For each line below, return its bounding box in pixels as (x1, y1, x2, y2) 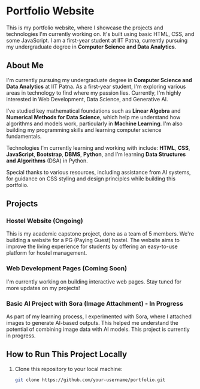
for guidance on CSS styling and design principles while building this (6, 175, 175, 182)
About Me (6, 61, 44, 71)
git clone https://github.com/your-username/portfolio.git (14, 376, 166, 383)
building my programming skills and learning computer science (6, 126, 162, 133)
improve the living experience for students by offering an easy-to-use (6, 243, 178, 250)
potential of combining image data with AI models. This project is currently (6, 325, 190, 333)
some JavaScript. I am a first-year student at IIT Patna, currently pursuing (6, 37, 188, 44)
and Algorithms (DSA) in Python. (6, 157, 88, 164)
